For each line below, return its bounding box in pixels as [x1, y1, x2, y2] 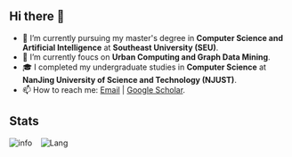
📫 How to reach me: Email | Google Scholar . [21, 84, 185, 95]
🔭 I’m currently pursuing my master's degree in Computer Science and [21, 32, 283, 43]
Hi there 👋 [9, 9, 65, 24]
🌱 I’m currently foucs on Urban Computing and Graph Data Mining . [21, 51, 271, 62]
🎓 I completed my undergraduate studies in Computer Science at [21, 62, 267, 72]
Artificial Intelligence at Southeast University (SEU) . [21, 42, 219, 53]
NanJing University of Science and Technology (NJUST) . [21, 74, 238, 85]
